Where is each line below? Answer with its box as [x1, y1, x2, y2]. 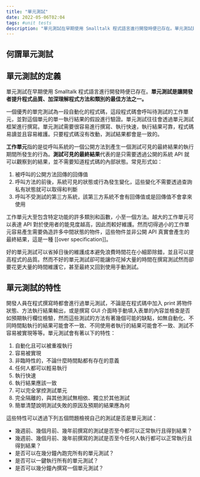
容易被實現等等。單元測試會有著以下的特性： [6, 330, 116, 337]
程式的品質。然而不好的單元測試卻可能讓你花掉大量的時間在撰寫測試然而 [11, 256, 189, 263]
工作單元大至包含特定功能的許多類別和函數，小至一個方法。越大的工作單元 [6, 213, 189, 221]
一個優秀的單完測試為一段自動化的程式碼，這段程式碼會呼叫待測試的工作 [6, 108, 183, 115]
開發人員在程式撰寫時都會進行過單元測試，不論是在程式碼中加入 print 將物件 [6, 300, 193, 307]
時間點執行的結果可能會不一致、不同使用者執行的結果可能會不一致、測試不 [11, 322, 194, 329]
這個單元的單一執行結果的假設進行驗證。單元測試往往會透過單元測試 [26, 116, 194, 123]
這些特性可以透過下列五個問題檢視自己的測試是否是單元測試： [6, 414, 158, 421]
